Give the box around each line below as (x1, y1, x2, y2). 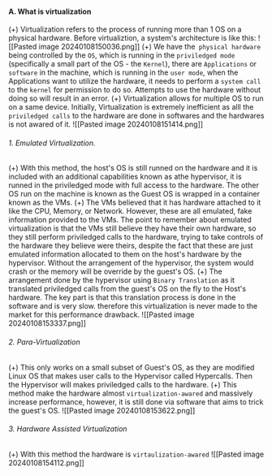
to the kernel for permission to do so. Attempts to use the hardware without (8, 85, 261, 95)
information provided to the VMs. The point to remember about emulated (8, 215, 252, 225)
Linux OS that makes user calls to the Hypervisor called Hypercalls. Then (8, 370, 253, 381)
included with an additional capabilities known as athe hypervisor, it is (8, 171, 242, 182)
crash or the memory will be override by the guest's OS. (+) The (8, 266, 222, 276)
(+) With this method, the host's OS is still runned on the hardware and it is (8, 163, 258, 173)
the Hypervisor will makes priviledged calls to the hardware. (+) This (8, 379, 237, 389)
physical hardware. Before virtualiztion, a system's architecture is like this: (8, 33, 257, 43)
